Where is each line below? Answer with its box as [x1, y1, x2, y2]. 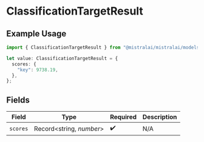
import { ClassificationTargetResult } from [6, 44, 121, 50]
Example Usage [6, 29, 67, 39]
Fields [6, 95, 30, 105]
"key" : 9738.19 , [17, 67, 59, 73]
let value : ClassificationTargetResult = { [6, 55, 118, 61]
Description [142, 113, 177, 121]
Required [110, 113, 137, 121]
